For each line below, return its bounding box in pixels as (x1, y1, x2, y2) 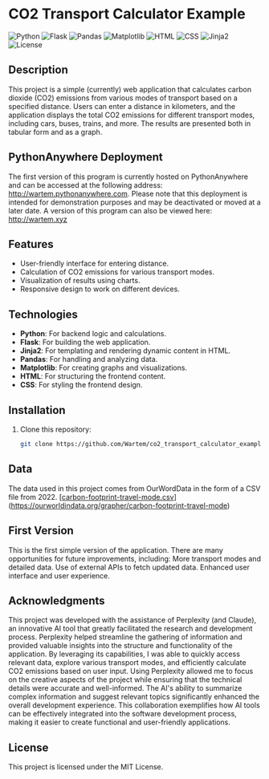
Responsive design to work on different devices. (19, 284, 181, 294)
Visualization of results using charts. (19, 276, 141, 286)
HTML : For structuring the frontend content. (19, 371, 166, 381)
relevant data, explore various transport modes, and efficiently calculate (8, 658, 247, 667)
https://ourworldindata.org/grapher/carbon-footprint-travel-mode (10, 501, 228, 510)
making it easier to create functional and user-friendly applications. (8, 717, 231, 727)
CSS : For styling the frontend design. (19, 380, 143, 390)
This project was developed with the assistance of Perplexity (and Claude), (8, 615, 257, 625)
